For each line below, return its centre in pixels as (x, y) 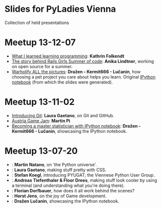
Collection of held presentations (37, 23)
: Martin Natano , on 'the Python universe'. (54, 164)
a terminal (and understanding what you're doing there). (68, 185)
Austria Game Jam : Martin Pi (41, 121)
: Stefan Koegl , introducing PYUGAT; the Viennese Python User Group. (83, 175)
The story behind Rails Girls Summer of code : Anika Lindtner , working (83, 61)
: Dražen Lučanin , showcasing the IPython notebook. (65, 201)
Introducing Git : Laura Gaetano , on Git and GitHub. (63, 115)
